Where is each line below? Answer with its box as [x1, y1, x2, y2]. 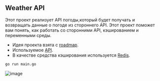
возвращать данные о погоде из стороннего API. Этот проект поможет [5, 22, 155, 28]
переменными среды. [5, 32, 52, 38]
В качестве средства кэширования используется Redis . [12, 52, 130, 58]
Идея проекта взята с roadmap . [12, 41, 79, 48]
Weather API [5, 4, 45, 12]
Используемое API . [12, 47, 53, 53]
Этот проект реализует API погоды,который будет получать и [5, 17, 135, 22]
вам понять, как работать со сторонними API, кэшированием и [5, 27, 139, 33]
